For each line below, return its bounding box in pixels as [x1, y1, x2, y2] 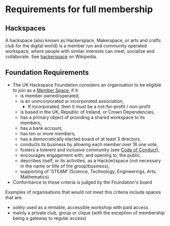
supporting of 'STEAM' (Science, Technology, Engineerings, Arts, [20, 168, 157, 174]
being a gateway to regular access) [12, 215, 87, 221]
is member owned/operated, [20, 93, 80, 99]
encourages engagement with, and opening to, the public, [20, 152, 142, 158]
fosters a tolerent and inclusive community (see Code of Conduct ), [20, 147, 160, 153]
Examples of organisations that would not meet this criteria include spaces [5, 189, 161, 195]
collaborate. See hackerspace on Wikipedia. [5, 53, 97, 60]
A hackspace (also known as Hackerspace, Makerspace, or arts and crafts [5, 37, 161, 43]
